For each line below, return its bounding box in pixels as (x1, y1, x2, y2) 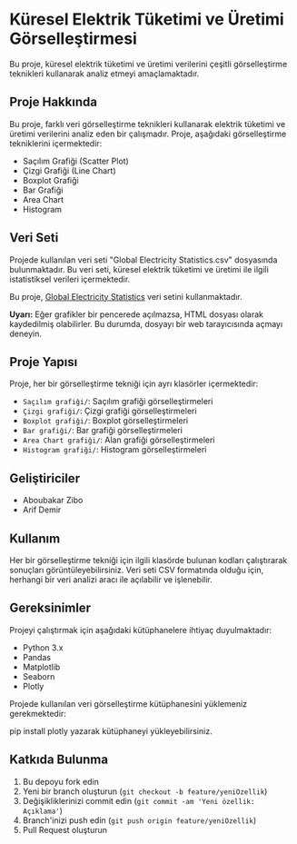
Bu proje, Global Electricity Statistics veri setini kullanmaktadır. (9, 291, 243, 302)
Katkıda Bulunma (9, 752, 109, 768)
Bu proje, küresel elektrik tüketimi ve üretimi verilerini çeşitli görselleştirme (9, 58, 288, 69)
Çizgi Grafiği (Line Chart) (22, 164, 116, 176)
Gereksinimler (9, 601, 92, 616)
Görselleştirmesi (9, 28, 138, 49)
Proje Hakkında (9, 94, 98, 110)
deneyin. (9, 328, 43, 339)
